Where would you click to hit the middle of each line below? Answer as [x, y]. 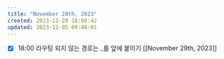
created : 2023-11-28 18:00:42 [52, 21]
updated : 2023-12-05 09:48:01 [52, 27]
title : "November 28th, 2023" [52, 14]
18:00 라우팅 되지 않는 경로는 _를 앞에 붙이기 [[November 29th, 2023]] [117, 48]
